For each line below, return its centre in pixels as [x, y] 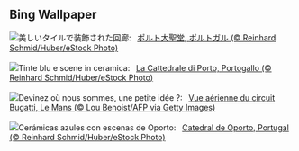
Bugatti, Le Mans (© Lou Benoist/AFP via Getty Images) [113, 107]
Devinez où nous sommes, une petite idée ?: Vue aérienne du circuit [147, 97]
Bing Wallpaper [53, 15]
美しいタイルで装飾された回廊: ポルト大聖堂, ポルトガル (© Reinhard [147, 37]
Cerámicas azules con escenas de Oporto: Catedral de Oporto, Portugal [154, 127]
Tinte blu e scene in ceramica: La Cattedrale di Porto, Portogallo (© [145, 67]
